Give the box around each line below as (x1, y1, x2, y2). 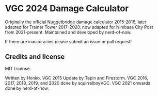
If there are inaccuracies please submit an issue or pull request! (5, 38, 132, 44)
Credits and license (5, 53, 65, 61)
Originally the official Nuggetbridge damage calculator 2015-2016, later (5, 19, 147, 25)
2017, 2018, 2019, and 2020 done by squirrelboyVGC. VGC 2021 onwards (5, 80, 151, 86)
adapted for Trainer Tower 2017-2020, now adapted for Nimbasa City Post (5, 24, 154, 30)
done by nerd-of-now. (5, 85, 49, 91)
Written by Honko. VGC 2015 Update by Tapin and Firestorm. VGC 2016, (5, 75, 149, 80)
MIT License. (5, 65, 31, 71)
